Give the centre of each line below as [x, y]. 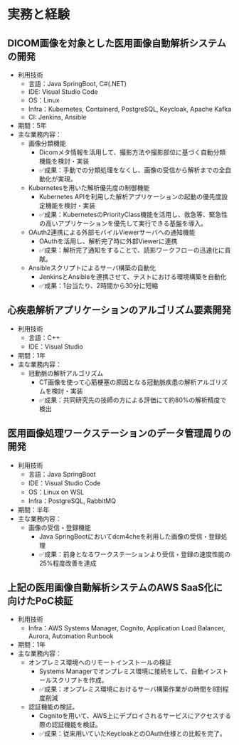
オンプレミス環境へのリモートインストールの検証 [100, 662]
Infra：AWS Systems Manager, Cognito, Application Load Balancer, [127, 628]
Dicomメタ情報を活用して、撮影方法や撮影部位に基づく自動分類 [132, 152]
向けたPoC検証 [40, 601]
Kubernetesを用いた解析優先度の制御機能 [89, 188]
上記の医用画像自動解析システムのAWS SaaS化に [115, 588]
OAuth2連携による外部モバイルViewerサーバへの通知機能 [112, 232]
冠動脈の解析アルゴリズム [66, 373]
